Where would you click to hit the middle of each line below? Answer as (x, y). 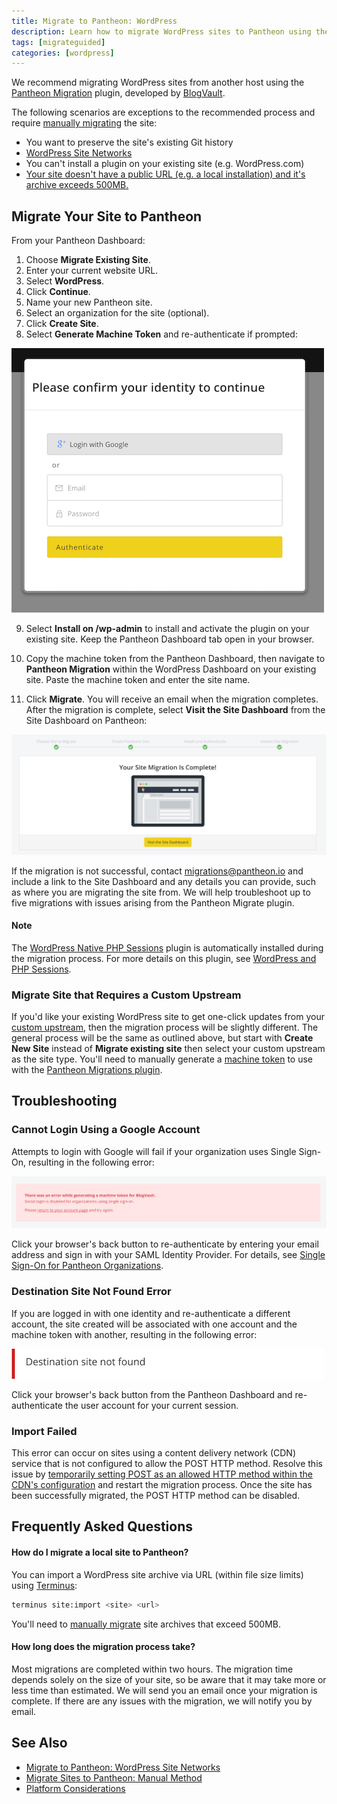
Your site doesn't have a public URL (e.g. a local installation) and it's (165, 174)
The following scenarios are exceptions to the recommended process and (163, 112)
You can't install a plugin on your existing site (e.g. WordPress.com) (165, 164)
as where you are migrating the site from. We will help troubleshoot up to (161, 892)
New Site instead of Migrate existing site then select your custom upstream (168, 1048)
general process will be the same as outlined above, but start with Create (162, 1038)
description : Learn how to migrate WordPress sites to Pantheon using (161, 31)
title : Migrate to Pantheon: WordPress (94, 21)
